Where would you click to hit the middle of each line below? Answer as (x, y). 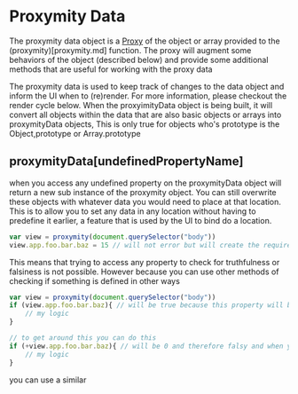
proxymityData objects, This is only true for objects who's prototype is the (145, 124)
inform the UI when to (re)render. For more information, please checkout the (148, 96)
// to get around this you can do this (83, 338)
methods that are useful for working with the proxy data (111, 69)
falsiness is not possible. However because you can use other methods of (144, 272)
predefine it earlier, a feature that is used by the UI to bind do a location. (141, 220)
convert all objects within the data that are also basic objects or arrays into (145, 114)
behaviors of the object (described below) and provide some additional (139, 59)
